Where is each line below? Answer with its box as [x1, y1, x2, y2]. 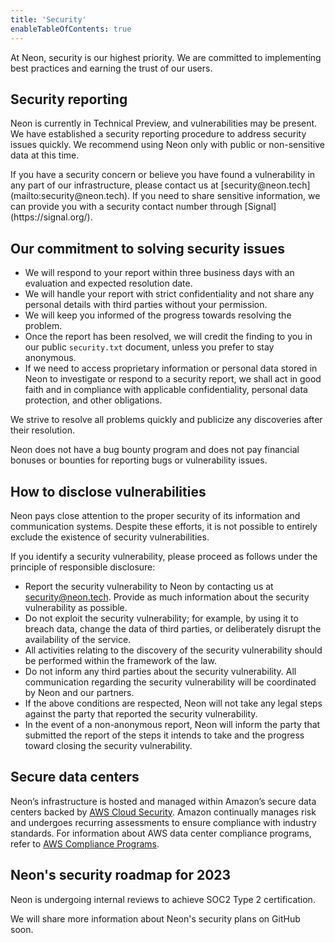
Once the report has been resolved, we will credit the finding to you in [24, 331, 313, 343]
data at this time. [10, 149, 80, 161]
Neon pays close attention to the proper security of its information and [10, 509, 301, 521]
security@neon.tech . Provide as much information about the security [24, 591, 310, 603]
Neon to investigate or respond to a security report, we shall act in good [24, 373, 322, 385]
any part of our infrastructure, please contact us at [10, 179, 219, 191]
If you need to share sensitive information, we [132, 190, 321, 202]
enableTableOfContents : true [10, 24, 132, 34]
